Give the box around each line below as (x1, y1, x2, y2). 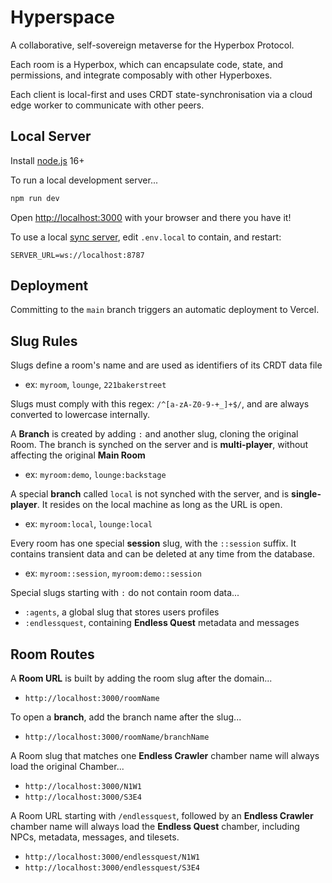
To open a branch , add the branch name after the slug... (10, 711, 242, 723)
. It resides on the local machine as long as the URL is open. (36, 499, 283, 511)
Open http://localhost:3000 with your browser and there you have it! (10, 211, 292, 223)
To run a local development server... (10, 174, 159, 186)
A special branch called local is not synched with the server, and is (10, 488, 290, 500)
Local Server (10, 128, 92, 145)
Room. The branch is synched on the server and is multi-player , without (10, 439, 309, 451)
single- (291, 488, 322, 500)
